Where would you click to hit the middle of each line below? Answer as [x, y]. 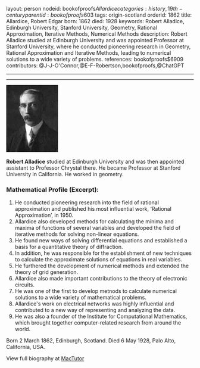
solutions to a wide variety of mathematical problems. [81, 298]
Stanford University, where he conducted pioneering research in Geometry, [99, 46]
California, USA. [26, 347]
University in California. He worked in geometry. [65, 174]
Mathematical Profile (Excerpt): [53, 189]
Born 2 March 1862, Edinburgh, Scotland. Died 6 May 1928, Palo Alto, [91, 341]
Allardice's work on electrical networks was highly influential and [94, 304]
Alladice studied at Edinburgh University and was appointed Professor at [95, 40]
